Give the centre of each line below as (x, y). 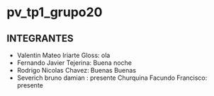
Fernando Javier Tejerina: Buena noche (74, 63)
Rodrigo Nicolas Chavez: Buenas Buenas (76, 70)
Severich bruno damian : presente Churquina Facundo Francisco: (112, 78)
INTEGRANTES (40, 38)
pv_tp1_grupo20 (55, 12)
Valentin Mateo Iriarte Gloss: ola (63, 55)
